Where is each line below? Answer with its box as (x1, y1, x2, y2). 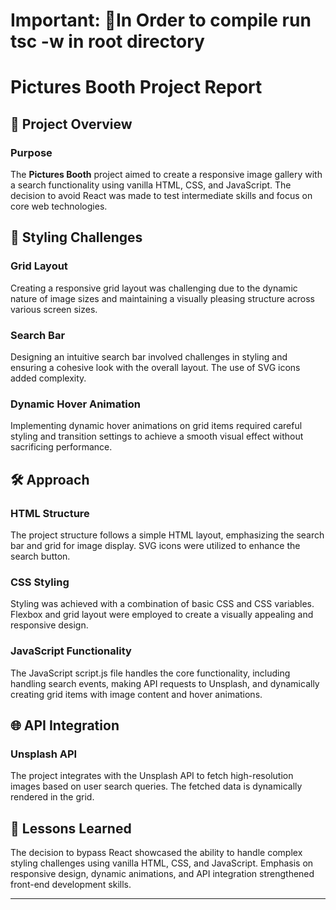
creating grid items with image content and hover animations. (10, 688, 263, 700)
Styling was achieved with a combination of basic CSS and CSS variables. (10, 598, 315, 610)
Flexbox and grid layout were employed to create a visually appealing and (10, 609, 314, 621)
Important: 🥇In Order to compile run (10, 9, 312, 32)
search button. (10, 550, 71, 563)
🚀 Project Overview (10, 115, 133, 133)
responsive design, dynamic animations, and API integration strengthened (10, 868, 315, 880)
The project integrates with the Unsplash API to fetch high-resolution (10, 770, 294, 782)
